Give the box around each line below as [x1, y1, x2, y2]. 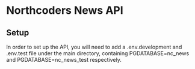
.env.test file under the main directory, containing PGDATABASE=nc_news [6, 50, 190, 57]
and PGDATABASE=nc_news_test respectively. [6, 56, 122, 63]
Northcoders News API [6, 4, 123, 17]
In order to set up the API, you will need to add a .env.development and [6, 43, 182, 50]
